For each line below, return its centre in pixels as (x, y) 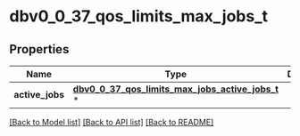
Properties (39, 49)
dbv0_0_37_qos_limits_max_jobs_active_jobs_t (175, 89)
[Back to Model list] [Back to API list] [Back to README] (112, 122)
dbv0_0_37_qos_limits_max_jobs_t (139, 16)
